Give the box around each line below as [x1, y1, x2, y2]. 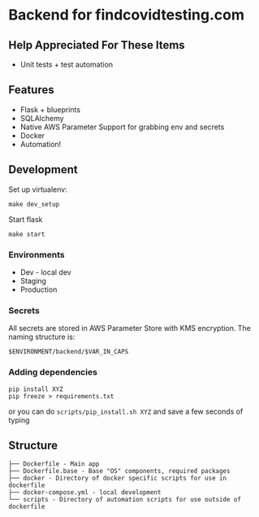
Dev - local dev [19, 267, 71, 277]
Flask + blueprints [19, 104, 81, 115]
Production [19, 285, 58, 294]
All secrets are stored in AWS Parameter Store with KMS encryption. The [8, 324, 252, 333]
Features [8, 83, 54, 97]
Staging [19, 276, 47, 285]
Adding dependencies [8, 367, 97, 378]
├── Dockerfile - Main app [8, 460, 100, 468]
